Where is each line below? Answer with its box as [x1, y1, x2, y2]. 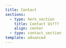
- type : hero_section [9, 16, 55, 21]
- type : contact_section [9, 30, 61, 35]
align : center [14, 26, 43, 31]
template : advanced [5, 35, 46, 40]
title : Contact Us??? [14, 21, 59, 26]
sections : [5, 12, 26, 17]
